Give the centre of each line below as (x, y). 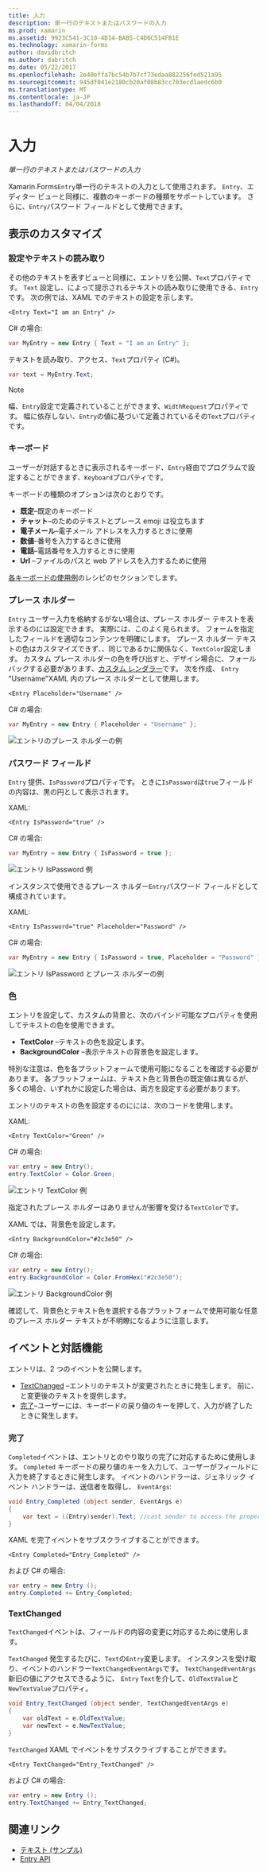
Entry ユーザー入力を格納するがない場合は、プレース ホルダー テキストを (128, 619)
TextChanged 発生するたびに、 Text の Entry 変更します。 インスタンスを (122, 1659)
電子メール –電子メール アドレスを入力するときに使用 (106, 530)
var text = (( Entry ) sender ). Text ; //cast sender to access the (130, 1516)
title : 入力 (27, 16)
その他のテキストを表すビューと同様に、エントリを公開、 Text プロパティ (126, 277)
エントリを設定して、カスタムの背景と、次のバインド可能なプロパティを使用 (133, 1015)
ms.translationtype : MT (48, 89)
